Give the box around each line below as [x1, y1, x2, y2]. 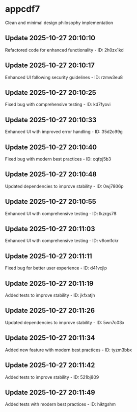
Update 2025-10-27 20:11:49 [5, 388, 95, 396]
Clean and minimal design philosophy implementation [5, 20, 113, 26]
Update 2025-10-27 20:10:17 [5, 61, 95, 70]
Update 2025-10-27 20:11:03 [5, 225, 95, 233]
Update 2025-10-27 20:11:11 [5, 252, 92, 260]
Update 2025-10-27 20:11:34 [5, 334, 95, 342]
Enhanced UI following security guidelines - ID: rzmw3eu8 [5, 74, 123, 80]
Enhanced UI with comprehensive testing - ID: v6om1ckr [5, 238, 119, 244]
